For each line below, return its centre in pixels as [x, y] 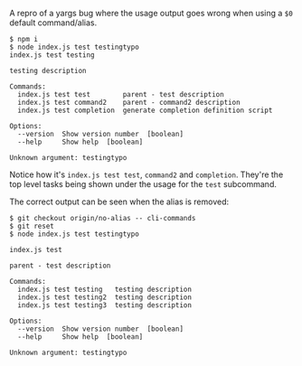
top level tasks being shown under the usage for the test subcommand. [143, 184]
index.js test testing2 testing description [105, 297]
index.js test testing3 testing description [105, 305]
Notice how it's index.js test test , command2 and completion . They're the [146, 174]
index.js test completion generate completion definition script [145, 110]
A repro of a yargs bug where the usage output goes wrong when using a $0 [151, 13]
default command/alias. [53, 23]
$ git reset [32, 226]
